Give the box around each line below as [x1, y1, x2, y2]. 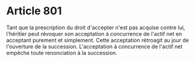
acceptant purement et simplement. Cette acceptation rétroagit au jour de [6, 36, 190, 44]
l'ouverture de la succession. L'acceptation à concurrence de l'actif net [6, 43, 183, 50]
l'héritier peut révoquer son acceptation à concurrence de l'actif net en [6, 30, 182, 37]
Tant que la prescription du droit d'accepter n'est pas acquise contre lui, [6, 24, 185, 31]
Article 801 [6, 4, 62, 18]
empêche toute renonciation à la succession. [6, 49, 117, 56]
